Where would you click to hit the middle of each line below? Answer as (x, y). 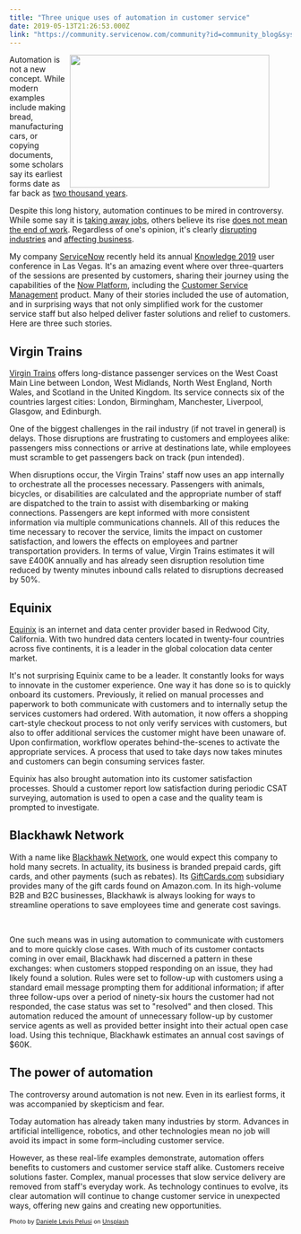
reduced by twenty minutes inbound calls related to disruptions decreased (146, 570)
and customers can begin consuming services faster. (107, 761)
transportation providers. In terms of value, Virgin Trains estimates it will (142, 551)
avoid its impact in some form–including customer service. (117, 1140)
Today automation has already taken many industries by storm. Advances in (149, 1121)
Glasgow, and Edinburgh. (56, 411)
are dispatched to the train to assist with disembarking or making (129, 503)
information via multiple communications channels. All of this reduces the (145, 522)
